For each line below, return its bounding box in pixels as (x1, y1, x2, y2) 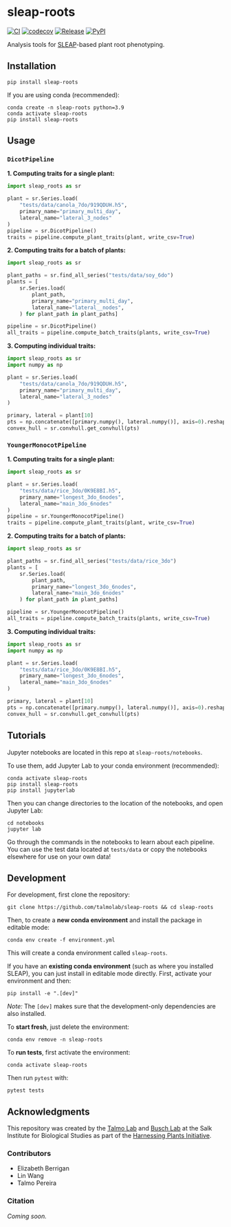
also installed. (7, 1010, 47, 1018)
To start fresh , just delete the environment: (7, 1023, 129, 1031)
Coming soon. (7, 1212, 47, 1220)
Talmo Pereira (16, 1179, 57, 1187)
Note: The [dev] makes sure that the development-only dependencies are (7, 1002, 217, 1010)
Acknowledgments (7, 1106, 91, 1117)
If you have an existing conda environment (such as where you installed (7, 962, 214, 970)
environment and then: (7, 977, 71, 985)
